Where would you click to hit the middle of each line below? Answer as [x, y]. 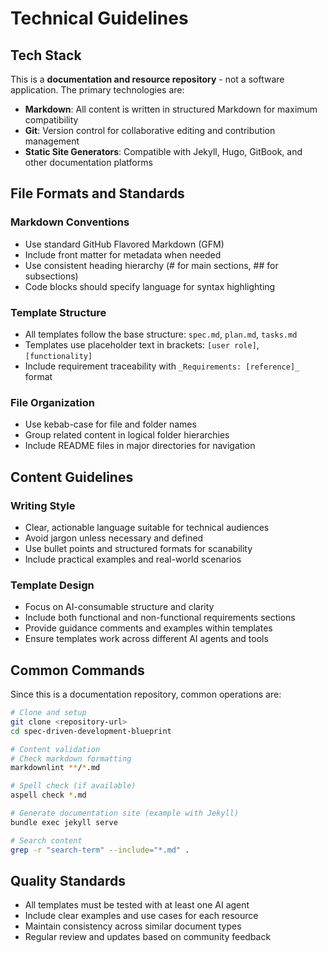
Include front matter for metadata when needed [123, 254]
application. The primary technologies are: [97, 90]
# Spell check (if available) [73, 786]
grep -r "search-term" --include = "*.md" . [100, 850]
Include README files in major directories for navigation [140, 446]
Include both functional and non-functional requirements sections [160, 618]
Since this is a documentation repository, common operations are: [146, 694]
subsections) [51, 276]
